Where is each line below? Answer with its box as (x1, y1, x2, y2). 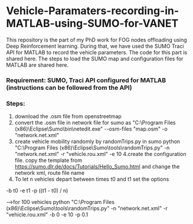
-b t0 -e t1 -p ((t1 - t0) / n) (6, 187, 68, 194)
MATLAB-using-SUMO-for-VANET (6, 17, 179, 30)
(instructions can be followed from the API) (6, 83, 132, 92)
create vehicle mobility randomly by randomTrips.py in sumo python (14, 138, 181, 145)
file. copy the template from (14, 157, 83, 164)
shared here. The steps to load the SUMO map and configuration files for (6, 55, 184, 62)
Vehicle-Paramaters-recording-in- (6, 4, 179, 18)
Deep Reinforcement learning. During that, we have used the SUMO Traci (6, 43, 184, 50)
